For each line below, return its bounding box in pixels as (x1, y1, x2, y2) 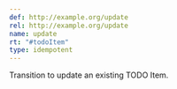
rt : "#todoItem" (9, 37, 69, 47)
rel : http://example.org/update (9, 21, 128, 30)
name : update (9, 29, 58, 38)
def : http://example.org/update (9, 12, 128, 22)
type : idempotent (9, 46, 73, 55)
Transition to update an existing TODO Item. (9, 70, 169, 80)
